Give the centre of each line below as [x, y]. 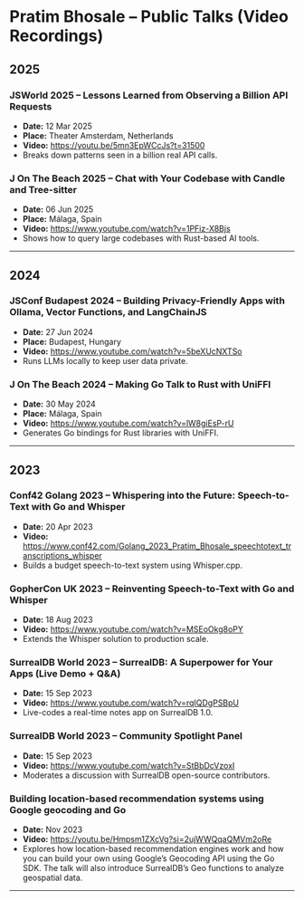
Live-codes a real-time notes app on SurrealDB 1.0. [118, 713]
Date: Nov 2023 [52, 829]
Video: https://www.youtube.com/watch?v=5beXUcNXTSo [132, 351]
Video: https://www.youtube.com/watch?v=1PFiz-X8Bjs [126, 229]
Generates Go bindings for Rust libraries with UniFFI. [120, 433]
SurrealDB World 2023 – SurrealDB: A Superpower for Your [141, 663]
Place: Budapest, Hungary [72, 341]
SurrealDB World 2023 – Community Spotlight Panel [126, 736]
